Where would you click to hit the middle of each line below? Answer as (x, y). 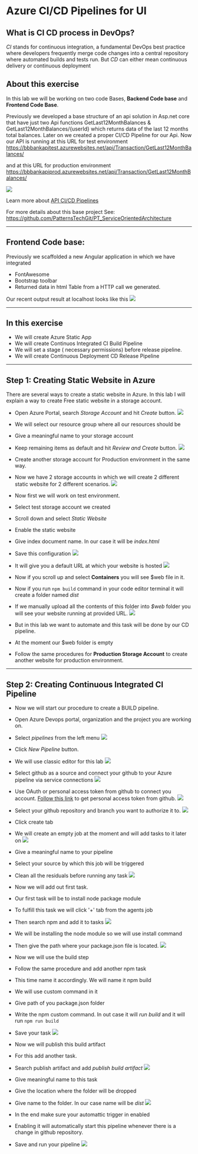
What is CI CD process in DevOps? (70, 33)
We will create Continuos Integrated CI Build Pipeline (78, 343)
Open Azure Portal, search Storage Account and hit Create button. (95, 413)
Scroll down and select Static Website (61, 519)
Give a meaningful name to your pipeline (64, 852)
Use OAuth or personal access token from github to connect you (93, 791)
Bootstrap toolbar (36, 280)
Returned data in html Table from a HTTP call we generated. (88, 287)
